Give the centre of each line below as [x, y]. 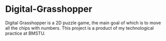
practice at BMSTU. [25, 33]
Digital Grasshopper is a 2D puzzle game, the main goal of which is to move [83, 23]
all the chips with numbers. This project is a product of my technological [79, 28]
